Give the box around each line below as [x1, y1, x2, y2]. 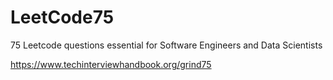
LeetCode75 [10, 6, 115, 29]
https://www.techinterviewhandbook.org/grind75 [10, 58, 212, 70]
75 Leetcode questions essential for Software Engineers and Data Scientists [10, 39, 323, 51]
